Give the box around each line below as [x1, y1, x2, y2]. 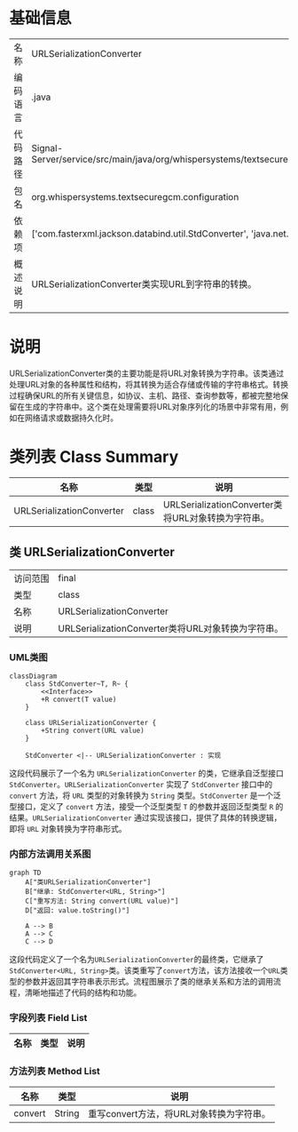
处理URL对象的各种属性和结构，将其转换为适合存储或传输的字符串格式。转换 [9, 379, 289, 389]
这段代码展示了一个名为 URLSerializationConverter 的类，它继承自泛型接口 [9, 768, 284, 778]
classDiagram [9, 672, 58, 681]
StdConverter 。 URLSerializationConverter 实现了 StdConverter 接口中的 [9, 778, 273, 789]
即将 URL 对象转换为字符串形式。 [9, 823, 127, 833]
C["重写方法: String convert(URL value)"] [25, 897, 179, 906]
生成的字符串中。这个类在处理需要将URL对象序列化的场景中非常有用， [24, 401, 281, 411]
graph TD [9, 868, 42, 878]
